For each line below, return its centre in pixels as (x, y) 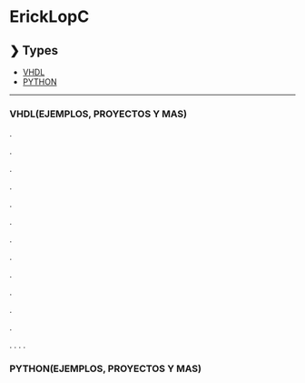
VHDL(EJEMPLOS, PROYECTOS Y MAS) (98, 114)
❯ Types (34, 50)
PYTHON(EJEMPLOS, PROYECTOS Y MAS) (106, 368)
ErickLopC (49, 17)
